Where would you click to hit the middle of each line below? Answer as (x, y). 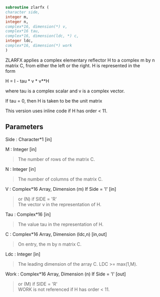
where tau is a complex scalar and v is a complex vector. (65, 91)
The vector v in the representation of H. (59, 204)
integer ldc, (19, 41)
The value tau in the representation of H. (61, 224)
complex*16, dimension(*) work (39, 46)
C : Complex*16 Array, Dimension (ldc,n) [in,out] (56, 234)
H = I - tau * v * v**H (27, 81)
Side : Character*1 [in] (29, 139)
